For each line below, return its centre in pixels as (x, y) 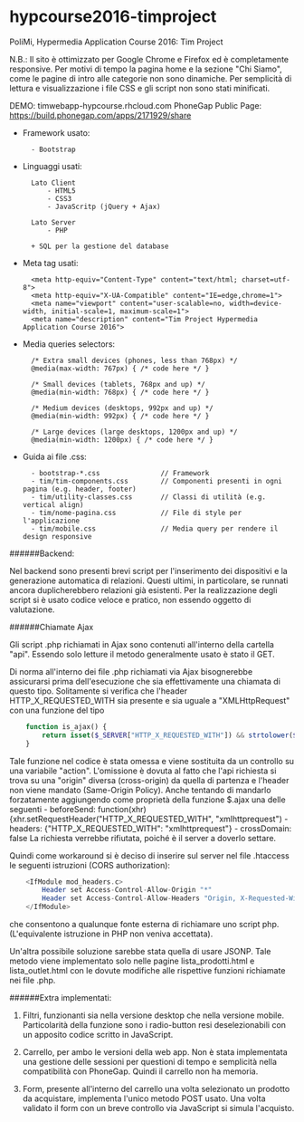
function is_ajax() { (66, 726)
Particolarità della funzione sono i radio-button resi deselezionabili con (154, 1025)
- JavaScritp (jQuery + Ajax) (104, 206)
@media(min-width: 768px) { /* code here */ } (120, 392)
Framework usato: (56, 132)
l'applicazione (51, 521)
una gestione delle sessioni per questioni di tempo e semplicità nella (150, 1062)
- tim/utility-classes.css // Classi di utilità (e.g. (149, 497)
